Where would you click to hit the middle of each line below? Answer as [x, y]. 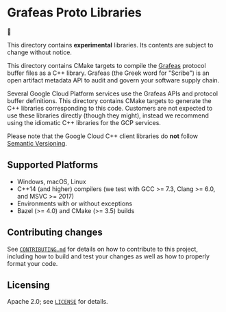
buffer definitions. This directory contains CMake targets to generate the [110, 100]
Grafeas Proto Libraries [74, 13]
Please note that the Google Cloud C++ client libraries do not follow [103, 136]
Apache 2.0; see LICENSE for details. [58, 302]
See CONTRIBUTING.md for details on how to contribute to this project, [103, 249]
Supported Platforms [53, 165]
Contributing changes [55, 233]
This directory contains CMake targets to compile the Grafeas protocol [107, 65]
